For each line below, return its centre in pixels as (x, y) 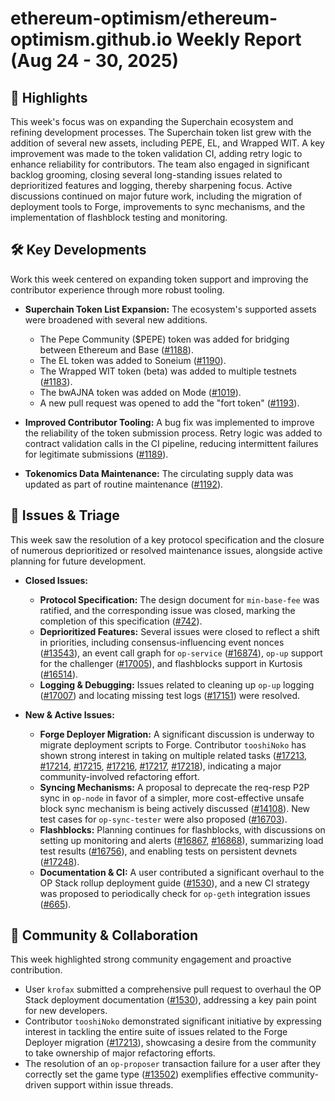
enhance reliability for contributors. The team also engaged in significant (160, 164)
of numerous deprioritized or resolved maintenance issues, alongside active (166, 550)
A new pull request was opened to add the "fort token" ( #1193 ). (169, 403)
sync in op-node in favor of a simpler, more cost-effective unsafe (172, 798)
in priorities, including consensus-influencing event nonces (162, 642)
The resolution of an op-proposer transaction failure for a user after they (172, 1064)
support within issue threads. (113, 1085)
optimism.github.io (91, 39)
